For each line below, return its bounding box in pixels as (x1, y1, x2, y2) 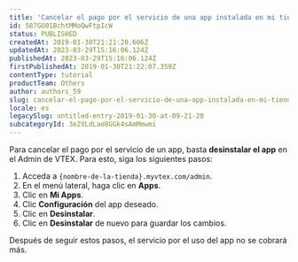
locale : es (9, 104, 50, 112)
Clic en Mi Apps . (21, 189, 84, 200)
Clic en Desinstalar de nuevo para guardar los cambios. (21, 218, 227, 228)
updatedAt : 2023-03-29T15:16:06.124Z (9, 46, 149, 55)
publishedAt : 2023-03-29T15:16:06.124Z (9, 54, 157, 63)
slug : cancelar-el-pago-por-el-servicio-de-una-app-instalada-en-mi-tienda (9, 95, 295, 104)
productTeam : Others (9, 79, 86, 88)
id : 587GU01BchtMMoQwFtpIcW (9, 21, 114, 30)
